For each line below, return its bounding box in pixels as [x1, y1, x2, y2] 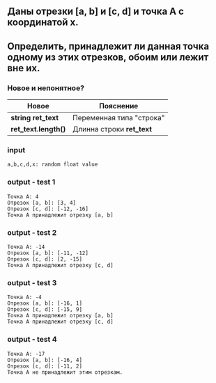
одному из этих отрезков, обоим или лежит [7, 51, 209, 63]
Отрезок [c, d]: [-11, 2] [7, 363, 82, 370]
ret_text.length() [10, 124, 66, 134]
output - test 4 [7, 335, 57, 345]
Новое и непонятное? [7, 83, 85, 93]
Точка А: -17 [7, 350, 45, 357]
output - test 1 [7, 178, 56, 187]
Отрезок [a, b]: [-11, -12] [7, 250, 89, 256]
